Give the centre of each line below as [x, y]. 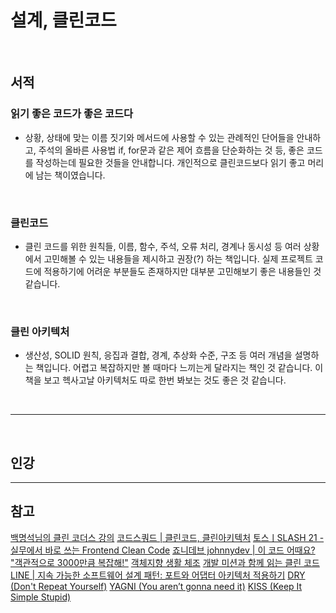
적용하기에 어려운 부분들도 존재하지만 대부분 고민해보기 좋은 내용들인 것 [182, 271]
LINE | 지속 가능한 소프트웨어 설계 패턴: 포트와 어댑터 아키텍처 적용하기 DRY [158, 575]
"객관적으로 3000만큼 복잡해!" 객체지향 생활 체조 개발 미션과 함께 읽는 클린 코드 [165, 562]
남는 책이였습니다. [70, 175]
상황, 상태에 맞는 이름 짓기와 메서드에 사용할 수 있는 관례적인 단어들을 [159, 137]
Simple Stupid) [41, 597]
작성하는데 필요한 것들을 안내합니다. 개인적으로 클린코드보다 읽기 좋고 [170, 162]
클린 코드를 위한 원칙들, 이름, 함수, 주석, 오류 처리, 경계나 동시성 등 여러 [163, 246]
